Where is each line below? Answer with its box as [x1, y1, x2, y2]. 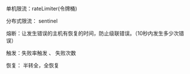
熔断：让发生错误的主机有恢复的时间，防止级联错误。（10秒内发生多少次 [6, 30, 179, 37]
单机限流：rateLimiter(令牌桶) [6, 5, 78, 12]
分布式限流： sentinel [6, 17, 58, 24]
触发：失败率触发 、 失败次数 [6, 50, 76, 57]
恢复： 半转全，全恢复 [6, 62, 59, 69]
